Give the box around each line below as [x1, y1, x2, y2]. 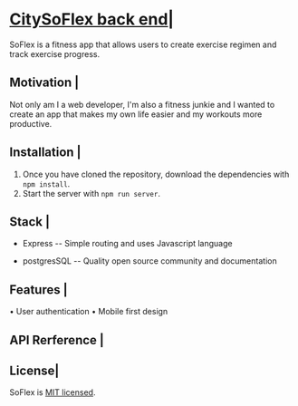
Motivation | [9, 75, 80, 91]
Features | [9, 282, 68, 297]
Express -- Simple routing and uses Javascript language [22, 238, 233, 249]
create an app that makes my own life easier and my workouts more [9, 109, 263, 120]
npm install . [22, 178, 71, 189]
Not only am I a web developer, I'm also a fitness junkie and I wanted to [9, 99, 275, 110]
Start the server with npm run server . [22, 188, 161, 198]
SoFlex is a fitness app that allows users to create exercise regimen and [9, 39, 277, 50]
